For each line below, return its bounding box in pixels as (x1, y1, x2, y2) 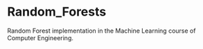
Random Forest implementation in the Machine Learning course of (7, 27, 196, 35)
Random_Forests (7, 4, 107, 20)
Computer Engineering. (7, 33, 74, 42)
